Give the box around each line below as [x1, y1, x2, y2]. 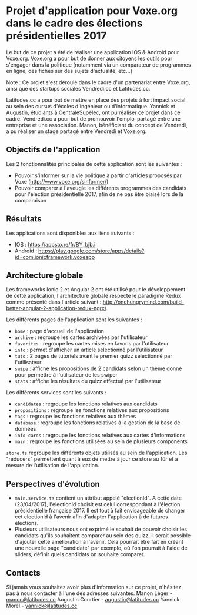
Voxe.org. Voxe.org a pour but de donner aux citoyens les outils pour [6, 55, 173, 62]
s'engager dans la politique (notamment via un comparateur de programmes [6, 61, 191, 68]
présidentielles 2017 [6, 29, 107, 42]
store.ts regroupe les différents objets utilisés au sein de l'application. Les [6, 449, 188, 457]
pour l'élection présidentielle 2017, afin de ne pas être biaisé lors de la [14, 190, 184, 198]
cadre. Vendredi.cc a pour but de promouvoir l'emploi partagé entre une [6, 115, 181, 122]
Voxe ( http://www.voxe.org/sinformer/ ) [14, 178, 109, 185]
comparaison [14, 197, 47, 204]
